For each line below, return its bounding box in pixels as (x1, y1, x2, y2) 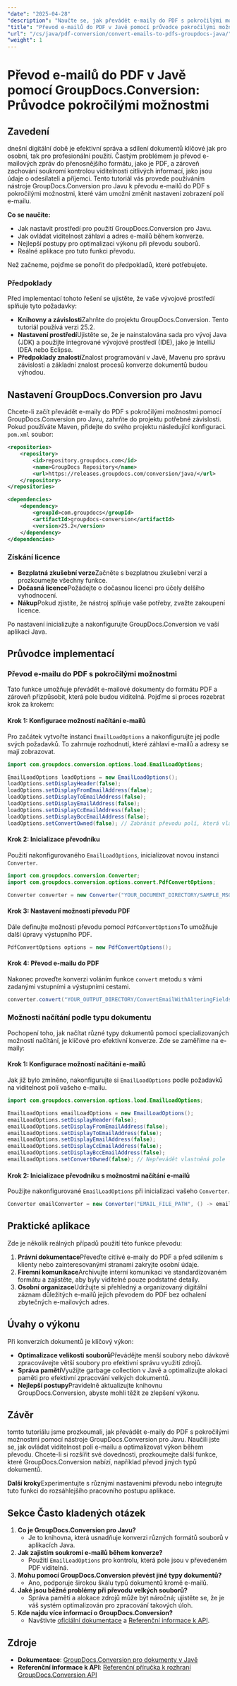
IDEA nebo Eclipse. (17, 346, 73, 354)
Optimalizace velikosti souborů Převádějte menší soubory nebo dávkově (17, 1350, 230, 1360)
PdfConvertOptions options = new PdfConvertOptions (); (7, 943, 172, 951)
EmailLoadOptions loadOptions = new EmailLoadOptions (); (7, 773, 178, 781)
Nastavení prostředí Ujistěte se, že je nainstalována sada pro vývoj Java (17, 331, 227, 339)
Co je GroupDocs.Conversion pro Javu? (17, 1526, 136, 1534)
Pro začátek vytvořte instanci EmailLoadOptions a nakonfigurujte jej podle (7, 732, 220, 741)
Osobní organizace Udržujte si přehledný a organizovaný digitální (17, 1282, 207, 1291)
